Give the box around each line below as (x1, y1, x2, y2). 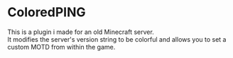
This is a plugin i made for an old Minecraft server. (7, 28, 154, 36)
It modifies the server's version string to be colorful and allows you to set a (7, 35, 227, 43)
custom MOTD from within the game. (7, 42, 116, 51)
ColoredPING (7, 4, 87, 21)
